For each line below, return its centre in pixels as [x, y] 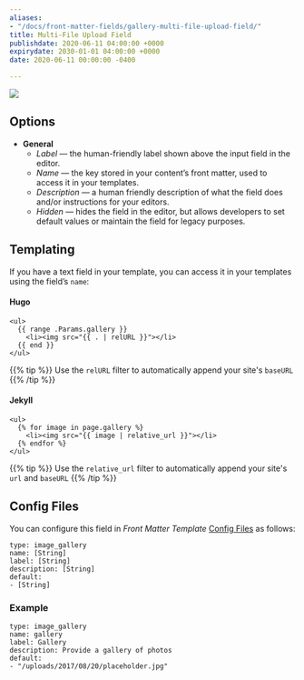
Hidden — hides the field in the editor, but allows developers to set [161, 211]
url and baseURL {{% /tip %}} [63, 478]
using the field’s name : [49, 281]
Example [29, 607]
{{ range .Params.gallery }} [73, 329]
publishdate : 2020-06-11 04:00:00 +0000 [87, 43]
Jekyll [21, 400]
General [38, 144]
